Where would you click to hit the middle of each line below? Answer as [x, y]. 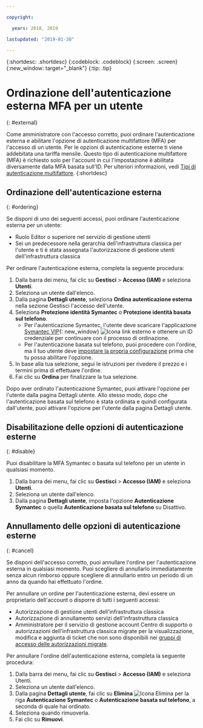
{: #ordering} [22, 207]
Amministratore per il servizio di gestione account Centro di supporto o [104, 625]
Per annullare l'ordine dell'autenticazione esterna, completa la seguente [96, 656]
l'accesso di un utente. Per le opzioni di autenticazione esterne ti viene [95, 147]
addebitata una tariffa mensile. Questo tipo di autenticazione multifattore [97, 154]
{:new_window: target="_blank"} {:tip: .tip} [59, 68]
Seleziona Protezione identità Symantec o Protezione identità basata [103, 312]
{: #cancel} [20, 550]
